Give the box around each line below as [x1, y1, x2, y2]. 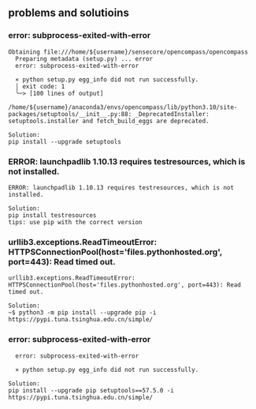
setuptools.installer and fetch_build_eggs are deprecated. [8, 117, 210, 125]
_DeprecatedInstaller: [135, 110, 210, 118]
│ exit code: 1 [15, 82, 65, 90]
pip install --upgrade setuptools [8, 137, 122, 145]
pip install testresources [8, 211, 97, 220]
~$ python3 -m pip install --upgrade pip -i [8, 309, 157, 317]
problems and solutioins [8, 6, 130, 20]
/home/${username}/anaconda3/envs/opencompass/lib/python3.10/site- [8, 103, 238, 111]
